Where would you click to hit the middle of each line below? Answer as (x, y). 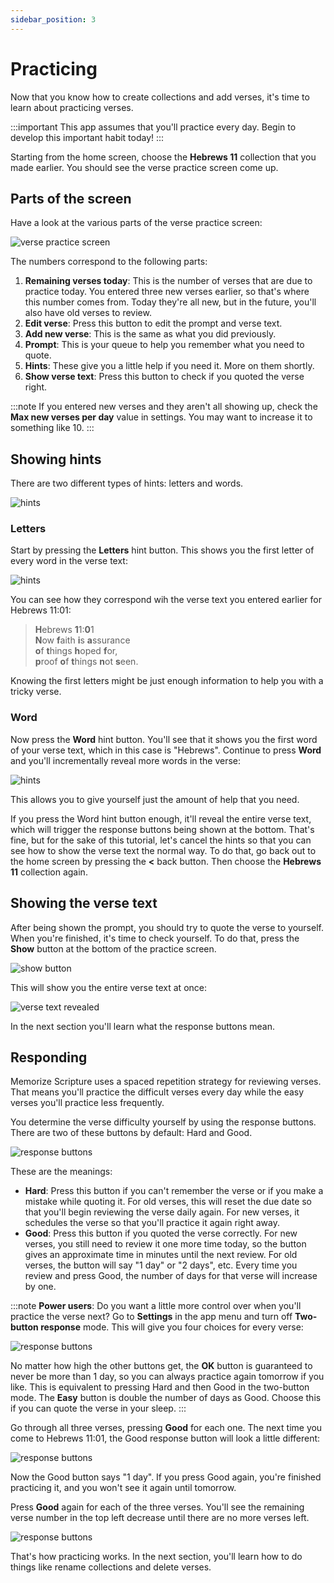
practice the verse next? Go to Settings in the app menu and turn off (151, 1317)
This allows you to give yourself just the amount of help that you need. (155, 799)
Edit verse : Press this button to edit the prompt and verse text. (153, 323)
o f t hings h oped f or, (76, 651)
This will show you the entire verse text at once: (108, 987)
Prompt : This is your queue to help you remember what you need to (164, 345)
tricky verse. (36, 692)
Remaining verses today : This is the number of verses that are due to (168, 281)
